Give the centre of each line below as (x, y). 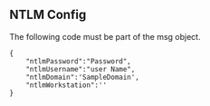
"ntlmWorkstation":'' (66, 85)
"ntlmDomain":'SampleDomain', (83, 77)
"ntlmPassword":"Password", (78, 61)
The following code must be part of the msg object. (105, 36)
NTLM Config (48, 15)
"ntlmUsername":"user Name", (81, 69)
